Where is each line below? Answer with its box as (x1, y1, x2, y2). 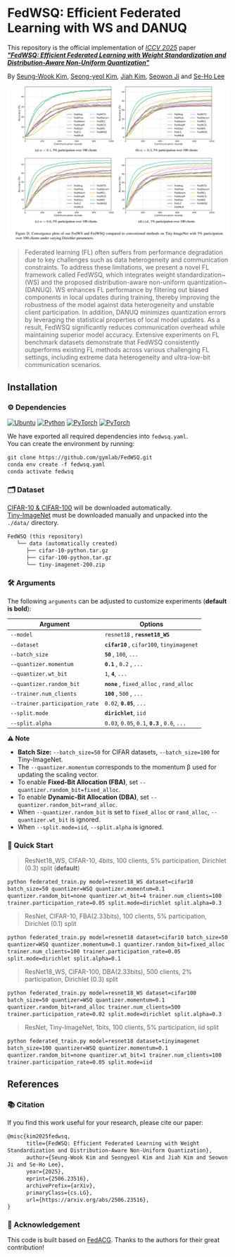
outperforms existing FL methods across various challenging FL (24, 346, 210, 354)
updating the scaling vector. (17, 771, 99, 779)
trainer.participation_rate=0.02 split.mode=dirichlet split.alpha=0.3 (7, 1011, 222, 1018)
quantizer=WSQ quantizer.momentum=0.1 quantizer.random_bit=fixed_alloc (7, 941, 225, 949)
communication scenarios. (24, 361, 102, 369)
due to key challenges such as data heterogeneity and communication (24, 255, 229, 264)
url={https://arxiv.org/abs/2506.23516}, (25, 1196, 150, 1204)
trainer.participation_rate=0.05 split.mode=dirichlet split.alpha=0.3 (7, 900, 222, 907)
